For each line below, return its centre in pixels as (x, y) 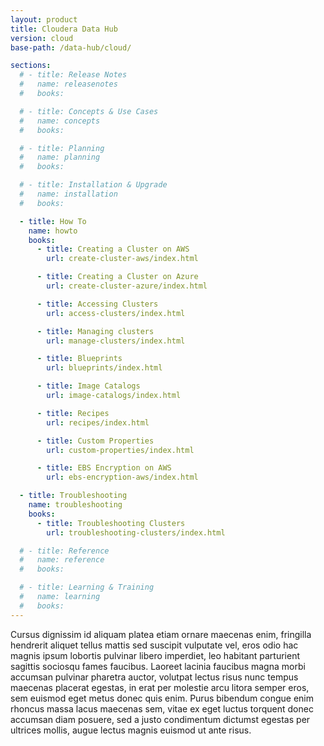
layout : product (44, 19)
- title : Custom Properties (95, 441)
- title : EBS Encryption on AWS (104, 468)
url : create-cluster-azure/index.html (127, 286)
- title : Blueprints (79, 359)
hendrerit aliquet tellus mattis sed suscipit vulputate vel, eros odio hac (154, 645)
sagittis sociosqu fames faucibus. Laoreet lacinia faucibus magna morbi (158, 666)
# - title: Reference (64, 551)
